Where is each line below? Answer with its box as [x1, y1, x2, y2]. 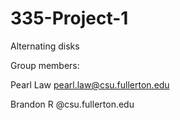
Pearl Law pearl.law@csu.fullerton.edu [10, 78, 170, 91]
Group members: [10, 59, 80, 71]
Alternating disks [10, 40, 80, 52]
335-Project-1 [10, 7, 129, 30]
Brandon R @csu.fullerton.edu [10, 98, 135, 110]
